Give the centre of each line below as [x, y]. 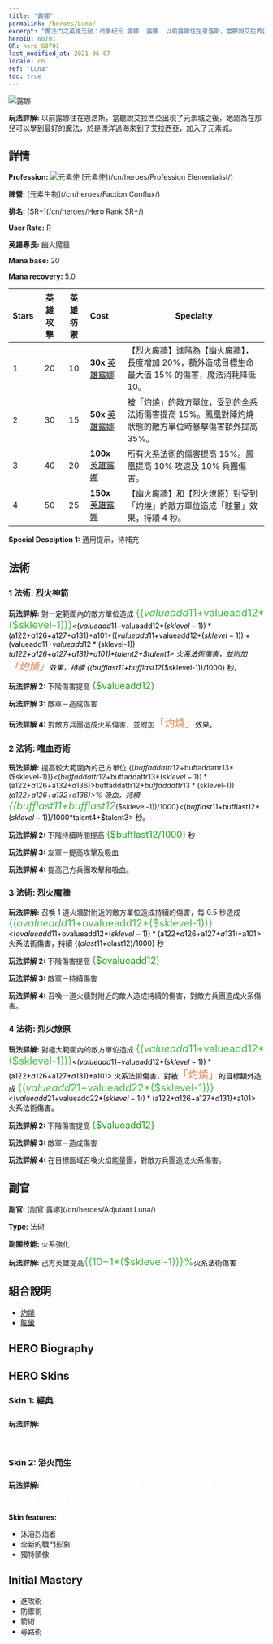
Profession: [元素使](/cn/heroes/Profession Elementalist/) [121, 177]
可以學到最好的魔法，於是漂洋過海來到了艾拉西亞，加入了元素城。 [126, 128]
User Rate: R [30, 228]
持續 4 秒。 [165, 518]
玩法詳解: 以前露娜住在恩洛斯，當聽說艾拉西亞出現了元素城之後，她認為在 [132, 118]
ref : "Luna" [28, 69]
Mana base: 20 [34, 261]
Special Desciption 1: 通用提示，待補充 [74, 540]
